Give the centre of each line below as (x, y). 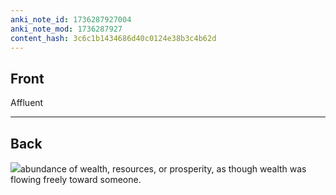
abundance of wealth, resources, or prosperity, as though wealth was (163, 169)
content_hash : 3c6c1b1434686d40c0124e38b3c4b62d (113, 38)
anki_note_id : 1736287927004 (71, 19)
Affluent (27, 103)
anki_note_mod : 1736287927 (66, 29)
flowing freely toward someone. (76, 179)
